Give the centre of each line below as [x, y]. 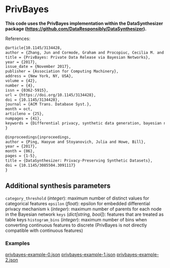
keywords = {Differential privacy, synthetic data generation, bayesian [83, 123]
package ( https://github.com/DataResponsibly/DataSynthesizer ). [76, 28]
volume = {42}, [21, 81]
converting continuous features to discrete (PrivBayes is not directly [76, 225]
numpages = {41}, [24, 119]
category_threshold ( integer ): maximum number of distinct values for [77, 198]
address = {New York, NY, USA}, [39, 76]
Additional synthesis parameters [58, 186]
